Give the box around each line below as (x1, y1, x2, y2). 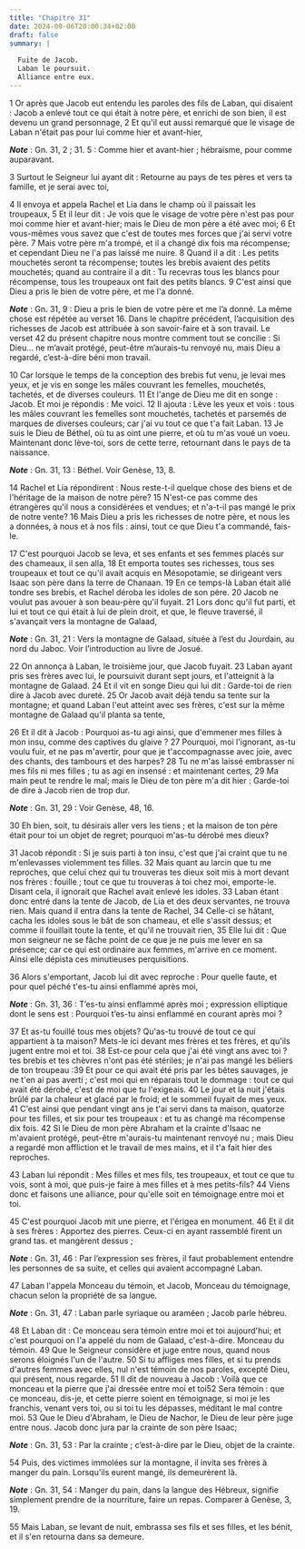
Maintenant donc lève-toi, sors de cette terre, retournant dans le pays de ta (9, 437, 291, 448)
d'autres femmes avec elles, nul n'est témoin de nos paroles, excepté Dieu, (9, 1363, 290, 1374)
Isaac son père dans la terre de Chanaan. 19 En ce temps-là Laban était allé (9, 577, 291, 588)
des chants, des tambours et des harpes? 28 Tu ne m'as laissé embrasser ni (9, 755, 295, 766)
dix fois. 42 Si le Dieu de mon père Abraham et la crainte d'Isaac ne (9, 1122, 261, 1133)
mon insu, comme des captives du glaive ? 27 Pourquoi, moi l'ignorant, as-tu (9, 736, 296, 747)
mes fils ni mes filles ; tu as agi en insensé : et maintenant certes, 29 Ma (9, 765, 279, 776)
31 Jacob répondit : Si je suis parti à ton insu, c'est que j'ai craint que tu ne (9, 847, 288, 858)
